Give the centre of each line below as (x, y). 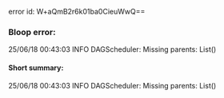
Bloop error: (32, 32)
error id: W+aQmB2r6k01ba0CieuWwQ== (77, 12)
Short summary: (36, 68)
